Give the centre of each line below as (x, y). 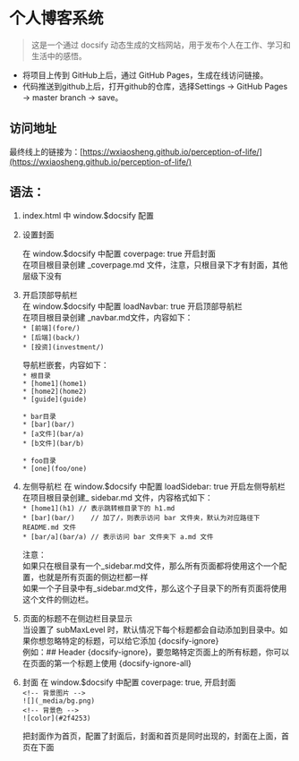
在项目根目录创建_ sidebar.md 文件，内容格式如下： (117, 497)
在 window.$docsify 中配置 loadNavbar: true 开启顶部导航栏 (132, 306)
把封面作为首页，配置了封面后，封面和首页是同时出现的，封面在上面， (152, 736)
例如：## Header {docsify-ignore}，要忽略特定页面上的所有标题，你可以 (156, 652)
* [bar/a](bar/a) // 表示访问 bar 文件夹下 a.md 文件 (118, 537)
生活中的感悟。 (59, 56)
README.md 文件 (49, 527)
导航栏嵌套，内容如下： (65, 364)
